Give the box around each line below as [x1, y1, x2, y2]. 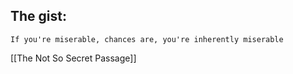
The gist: [10, 8, 67, 25]
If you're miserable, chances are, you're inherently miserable [10, 34, 284, 44]
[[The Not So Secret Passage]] [10, 52, 137, 64]
